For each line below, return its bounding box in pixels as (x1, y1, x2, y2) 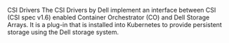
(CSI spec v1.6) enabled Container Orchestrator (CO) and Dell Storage (7, 13, 210, 21)
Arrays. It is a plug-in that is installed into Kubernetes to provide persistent (7, 21, 223, 28)
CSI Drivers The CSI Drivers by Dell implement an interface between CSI (7, 6, 216, 14)
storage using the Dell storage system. (7, 28, 119, 36)
